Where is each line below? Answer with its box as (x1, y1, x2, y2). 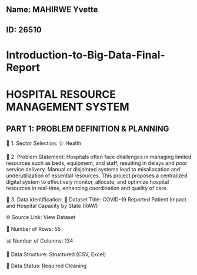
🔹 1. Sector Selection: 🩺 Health (6, 140, 82, 147)
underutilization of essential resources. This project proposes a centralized (6, 172, 188, 179)
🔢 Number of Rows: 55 (6, 225, 61, 232)
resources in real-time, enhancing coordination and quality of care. (6, 184, 168, 191)
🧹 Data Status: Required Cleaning (6, 262, 87, 269)
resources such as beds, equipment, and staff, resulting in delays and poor (6, 159, 188, 167)
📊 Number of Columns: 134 (6, 237, 74, 244)
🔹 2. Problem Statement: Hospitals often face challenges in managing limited (6, 153, 192, 160)
